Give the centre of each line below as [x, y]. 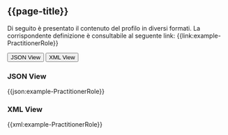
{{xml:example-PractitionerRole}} [55, 125]
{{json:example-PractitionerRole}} [56, 92]
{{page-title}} [38, 11]
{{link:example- [199, 35]
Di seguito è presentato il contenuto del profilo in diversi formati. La [104, 28]
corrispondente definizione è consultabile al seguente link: [91, 35]
